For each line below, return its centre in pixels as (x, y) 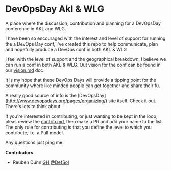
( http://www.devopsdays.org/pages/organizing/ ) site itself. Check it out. (81, 101)
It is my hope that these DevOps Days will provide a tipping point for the (81, 80)
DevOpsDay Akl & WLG (55, 9)
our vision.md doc (24, 70)
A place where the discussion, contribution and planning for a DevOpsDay (83, 23)
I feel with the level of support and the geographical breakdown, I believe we (86, 59)
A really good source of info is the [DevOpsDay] (56, 95)
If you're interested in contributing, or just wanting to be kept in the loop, (81, 116)
